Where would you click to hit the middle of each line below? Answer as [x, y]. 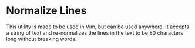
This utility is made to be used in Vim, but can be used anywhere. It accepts [98, 27]
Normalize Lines [46, 11]
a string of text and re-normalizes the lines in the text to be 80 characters [95, 32]
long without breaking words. [41, 39]
